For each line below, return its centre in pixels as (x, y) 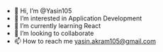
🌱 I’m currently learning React (57, 26)
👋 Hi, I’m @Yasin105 (43, 11)
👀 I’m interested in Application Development (78, 18)
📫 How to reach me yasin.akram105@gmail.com (85, 41)
